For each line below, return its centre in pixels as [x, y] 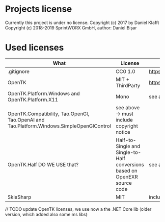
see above [128, 107]
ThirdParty [128, 85]
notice [123, 132]
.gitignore [19, 71]
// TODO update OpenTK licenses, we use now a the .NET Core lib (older [78, 209]
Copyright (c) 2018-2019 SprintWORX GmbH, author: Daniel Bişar [71, 27]
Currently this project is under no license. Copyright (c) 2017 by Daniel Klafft [82, 23]
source [124, 183]
